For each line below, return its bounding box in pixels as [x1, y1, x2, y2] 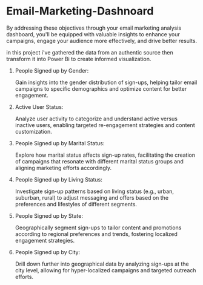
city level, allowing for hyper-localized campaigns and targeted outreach [15, 266, 196, 274]
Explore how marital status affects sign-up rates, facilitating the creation [15, 151, 196, 159]
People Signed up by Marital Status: [15, 139, 105, 146]
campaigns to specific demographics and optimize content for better [15, 85, 187, 92]
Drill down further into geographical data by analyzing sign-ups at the [15, 260, 189, 267]
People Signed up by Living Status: [15, 175, 103, 183]
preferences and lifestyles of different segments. [15, 200, 138, 208]
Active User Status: [15, 103, 64, 110]
